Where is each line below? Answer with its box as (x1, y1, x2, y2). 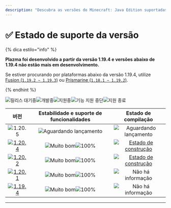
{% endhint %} (5, 87, 37, 93)
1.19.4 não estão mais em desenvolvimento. (5, 61, 99, 67)
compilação (124, 116, 153, 123)
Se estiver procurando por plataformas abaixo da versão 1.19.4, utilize (5, 72, 151, 78)
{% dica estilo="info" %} (5, 46, 57, 52)
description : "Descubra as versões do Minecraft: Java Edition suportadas (5, 7, 167, 13)
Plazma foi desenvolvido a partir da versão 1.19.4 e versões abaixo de (5, 56, 155, 62)
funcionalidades (50, 116, 91, 123)
